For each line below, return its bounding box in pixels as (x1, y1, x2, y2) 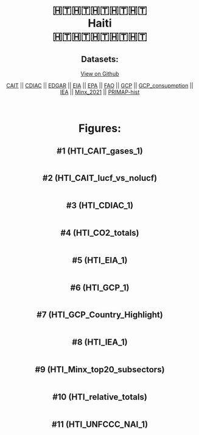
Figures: (79, 122, 121, 135)
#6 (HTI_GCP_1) (70, 282, 130, 292)
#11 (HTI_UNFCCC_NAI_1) (51, 419, 148, 430)
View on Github (80, 70, 119, 77)
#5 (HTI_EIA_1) (72, 255, 128, 265)
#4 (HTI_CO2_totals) (60, 228, 139, 238)
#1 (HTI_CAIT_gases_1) (56, 146, 144, 156)
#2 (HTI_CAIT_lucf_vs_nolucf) (42, 173, 158, 183)
